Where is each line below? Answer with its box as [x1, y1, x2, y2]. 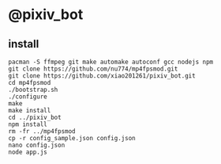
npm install [8, 120, 47, 128]
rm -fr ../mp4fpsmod [8, 128, 77, 135]
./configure [8, 93, 47, 101]
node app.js [8, 148, 47, 156]
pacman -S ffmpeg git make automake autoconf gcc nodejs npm [8, 58, 214, 66]
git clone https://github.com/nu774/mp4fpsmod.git [8, 65, 178, 73]
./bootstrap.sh [8, 86, 58, 93]
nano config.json [8, 141, 66, 149]
